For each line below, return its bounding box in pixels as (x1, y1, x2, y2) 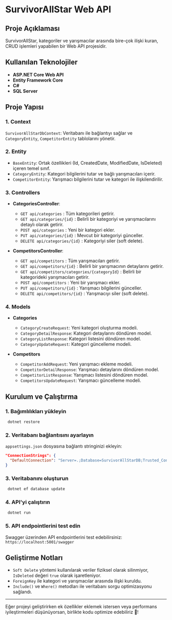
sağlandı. (12, 589, 32, 595)
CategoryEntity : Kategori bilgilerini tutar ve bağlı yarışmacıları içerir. (12, 170, 156, 177)
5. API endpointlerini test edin (5, 522, 81, 530)
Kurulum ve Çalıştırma (5, 392, 78, 401)
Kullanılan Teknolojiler (5, 58, 78, 67)
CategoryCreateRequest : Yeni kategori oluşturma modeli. (20, 325, 138, 331)
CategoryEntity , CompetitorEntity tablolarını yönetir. (5, 135, 116, 142)
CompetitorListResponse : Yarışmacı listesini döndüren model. (20, 372, 148, 378)
